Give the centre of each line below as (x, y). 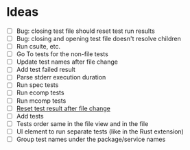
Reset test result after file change (63, 108)
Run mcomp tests (41, 101)
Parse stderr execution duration (61, 77)
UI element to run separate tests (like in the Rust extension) (100, 132)
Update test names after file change (67, 62)
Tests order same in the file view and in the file (82, 123)
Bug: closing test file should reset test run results (85, 31)
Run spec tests (37, 85)
